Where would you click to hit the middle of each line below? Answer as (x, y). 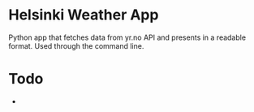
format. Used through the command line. (76, 45)
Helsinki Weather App (84, 15)
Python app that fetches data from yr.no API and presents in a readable (127, 37)
